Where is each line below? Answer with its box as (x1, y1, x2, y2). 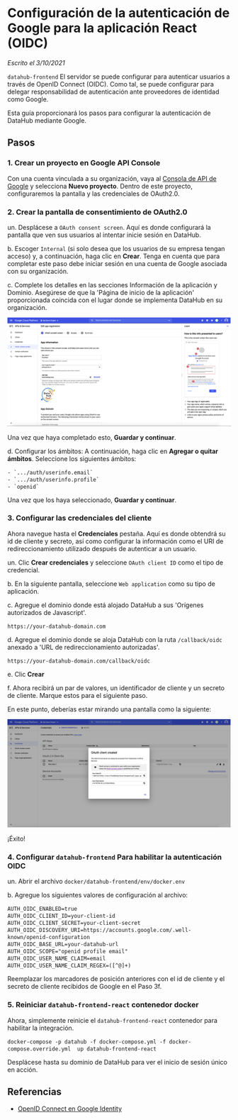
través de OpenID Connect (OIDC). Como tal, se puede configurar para (7, 79, 214, 88)
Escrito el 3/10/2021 (7, 58, 65, 67)
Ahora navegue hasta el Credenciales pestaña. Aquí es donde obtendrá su (7, 529, 226, 538)
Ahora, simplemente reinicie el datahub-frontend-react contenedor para (7, 1016, 218, 1024)
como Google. (7, 94, 49, 104)
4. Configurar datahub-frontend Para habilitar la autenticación (7, 852, 222, 862)
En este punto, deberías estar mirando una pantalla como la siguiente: (7, 704, 211, 714)
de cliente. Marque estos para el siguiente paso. (7, 691, 148, 699)
